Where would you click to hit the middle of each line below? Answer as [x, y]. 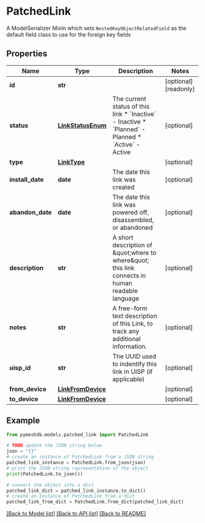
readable [125, 291]
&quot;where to [135, 252]
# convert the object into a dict [50, 485]
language [126, 298]
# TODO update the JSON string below [54, 446]
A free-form [130, 308]
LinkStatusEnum [82, 125]
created [124, 187]
